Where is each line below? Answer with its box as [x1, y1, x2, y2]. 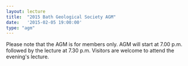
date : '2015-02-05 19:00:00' [6, 19, 82, 25]
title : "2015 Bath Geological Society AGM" [6, 14, 116, 20]
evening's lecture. [6, 53, 50, 60]
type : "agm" [6, 25, 35, 31]
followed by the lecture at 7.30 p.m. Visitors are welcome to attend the [6, 47, 175, 54]
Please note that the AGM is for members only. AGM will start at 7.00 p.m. [6, 41, 183, 48]
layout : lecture [6, 8, 46, 15]
